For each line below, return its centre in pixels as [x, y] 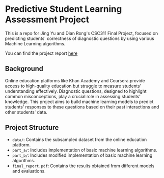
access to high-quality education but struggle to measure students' [73, 86]
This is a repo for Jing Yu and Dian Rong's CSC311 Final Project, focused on [82, 33]
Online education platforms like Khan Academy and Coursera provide [75, 80]
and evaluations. [29, 171]
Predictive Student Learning [64, 9]
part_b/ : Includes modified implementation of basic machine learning [82, 155]
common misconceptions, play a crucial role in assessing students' [73, 96]
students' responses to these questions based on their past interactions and [82, 107]
